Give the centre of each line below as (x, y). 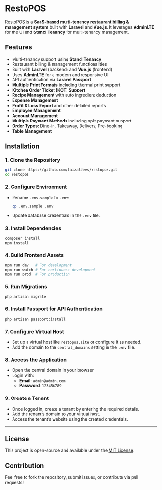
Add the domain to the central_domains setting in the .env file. (74, 347)
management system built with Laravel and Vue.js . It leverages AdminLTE (80, 27)
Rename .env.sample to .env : (41, 198)
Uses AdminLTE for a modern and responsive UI (60, 74)
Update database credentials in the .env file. (56, 215)
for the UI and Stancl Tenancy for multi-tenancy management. (67, 32)
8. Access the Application (36, 360)
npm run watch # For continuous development (50, 270)
